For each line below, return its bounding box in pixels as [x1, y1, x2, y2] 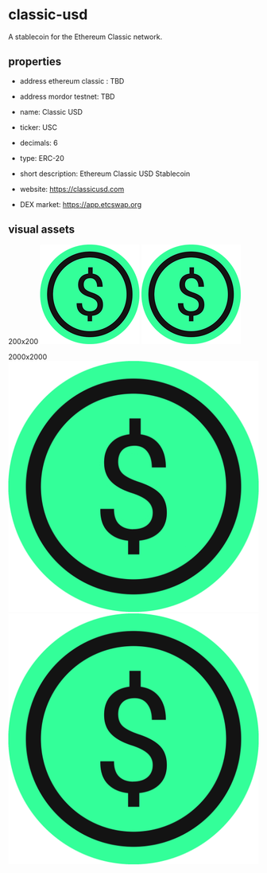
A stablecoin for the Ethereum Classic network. [8, 32, 163, 41]
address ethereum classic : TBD [19, 76, 125, 85]
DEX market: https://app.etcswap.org [19, 199, 141, 209]
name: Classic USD [19, 107, 83, 116]
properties [8, 55, 62, 69]
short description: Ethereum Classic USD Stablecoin [19, 169, 191, 178]
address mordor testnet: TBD [19, 92, 115, 101]
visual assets [8, 223, 75, 237]
